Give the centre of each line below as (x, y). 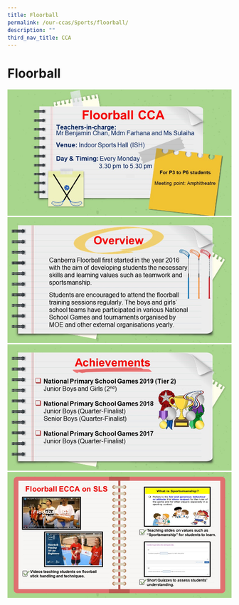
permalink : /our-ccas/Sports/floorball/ (68, 22)
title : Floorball (33, 15)
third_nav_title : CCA (39, 38)
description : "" (31, 30)
